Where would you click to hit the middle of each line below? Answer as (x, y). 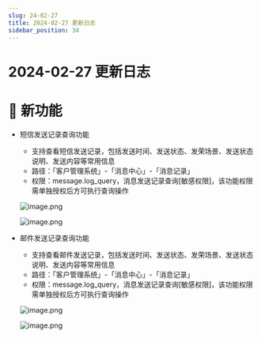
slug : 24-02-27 (33, 15)
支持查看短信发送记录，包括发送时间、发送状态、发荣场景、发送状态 (142, 151)
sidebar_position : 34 (44, 30)
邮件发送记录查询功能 (54, 238)
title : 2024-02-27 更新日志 (52, 23)
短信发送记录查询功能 (54, 134)
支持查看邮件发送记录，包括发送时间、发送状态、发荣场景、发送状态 (142, 254)
